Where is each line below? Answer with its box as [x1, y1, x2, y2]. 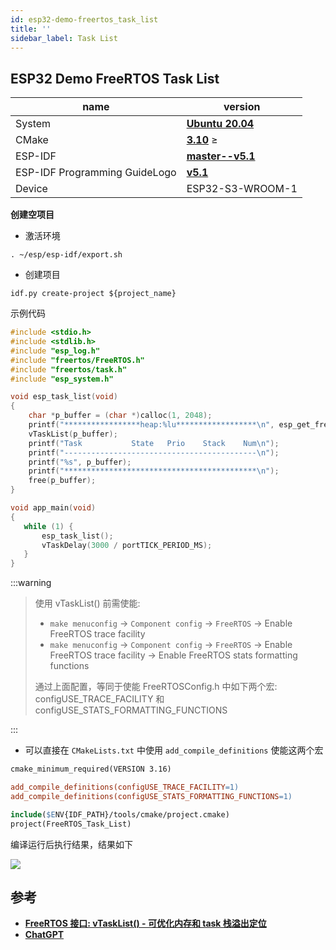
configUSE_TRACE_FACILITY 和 [34, 693, 165, 705]
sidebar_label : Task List [10, 33, 118, 43]
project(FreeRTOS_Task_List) [10, 819, 132, 829]
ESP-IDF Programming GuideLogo [15, 166, 177, 180]
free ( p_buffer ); [28, 476, 97, 486]
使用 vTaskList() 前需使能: [34, 597, 141, 610]
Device [15, 182, 48, 196]
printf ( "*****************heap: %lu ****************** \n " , [28, 420, 275, 430]
